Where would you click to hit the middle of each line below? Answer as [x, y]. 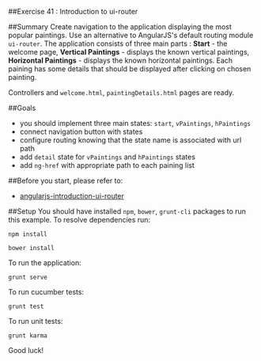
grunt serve [28, 277]
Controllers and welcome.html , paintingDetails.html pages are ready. [121, 93]
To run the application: [45, 263]
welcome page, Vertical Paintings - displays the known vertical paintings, [129, 52]
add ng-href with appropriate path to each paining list [107, 165]
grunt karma [28, 336]
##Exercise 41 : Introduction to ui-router [73, 11]
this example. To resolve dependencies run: [79, 220]
